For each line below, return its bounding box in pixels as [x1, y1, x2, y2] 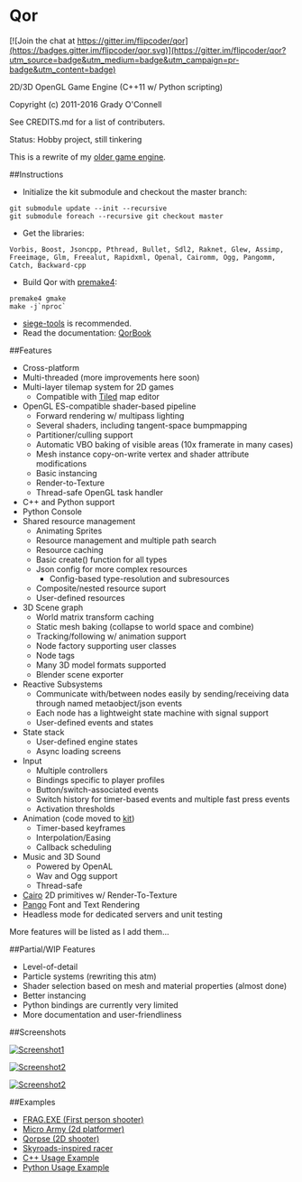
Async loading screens [35, 745, 122, 756]
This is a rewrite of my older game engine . [9, 151, 167, 162]
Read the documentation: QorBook [22, 327, 151, 338]
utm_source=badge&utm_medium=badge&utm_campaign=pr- [9, 54, 240, 65]
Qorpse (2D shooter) [22, 1133, 100, 1144]
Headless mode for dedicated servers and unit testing [22, 909, 224, 919]
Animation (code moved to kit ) [22, 813, 135, 824]
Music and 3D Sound [22, 851, 101, 862]
